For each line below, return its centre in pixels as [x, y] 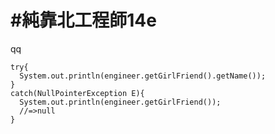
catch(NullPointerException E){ [77, 93]
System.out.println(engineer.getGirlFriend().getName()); [143, 76]
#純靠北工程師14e [83, 20]
